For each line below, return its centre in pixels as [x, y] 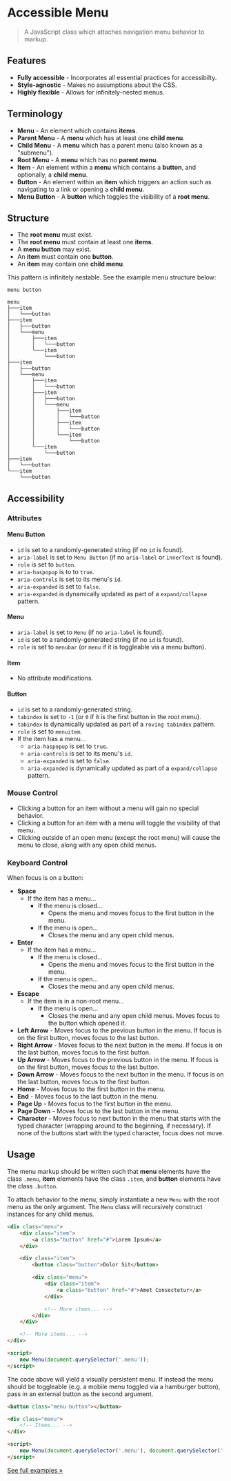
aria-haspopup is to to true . [56, 571]
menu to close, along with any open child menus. [87, 845]
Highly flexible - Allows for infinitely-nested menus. [91, 92]
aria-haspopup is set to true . [68, 746]
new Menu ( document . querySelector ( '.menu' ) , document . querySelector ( [120, 1451]
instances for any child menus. [51, 1214]
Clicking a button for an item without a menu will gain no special [108, 808]
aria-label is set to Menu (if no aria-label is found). [90, 632]
